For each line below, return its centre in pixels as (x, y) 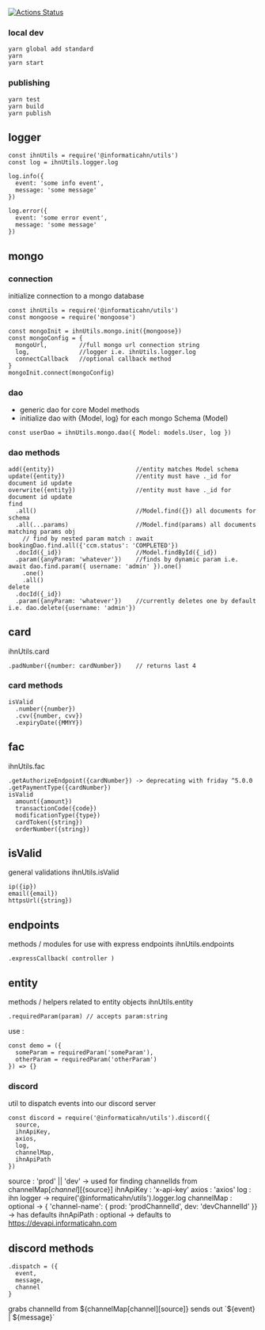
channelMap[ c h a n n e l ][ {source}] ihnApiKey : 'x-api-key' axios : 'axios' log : (130, 1190)
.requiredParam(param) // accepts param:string (88, 1017)
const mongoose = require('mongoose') (72, 318)
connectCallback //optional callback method (93, 359)
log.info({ (26, 177)
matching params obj (42, 532)
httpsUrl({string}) (40, 901)
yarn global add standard (51, 49)
